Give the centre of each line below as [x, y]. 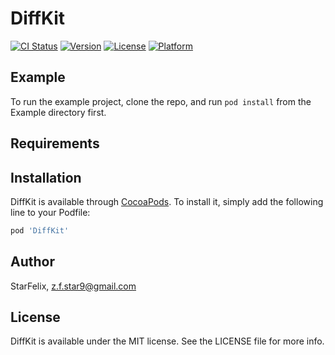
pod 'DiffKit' [40, 230]
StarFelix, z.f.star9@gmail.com [73, 286]
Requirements [55, 143]
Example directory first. [58, 112]
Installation [46, 177]
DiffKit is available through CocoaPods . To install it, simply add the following [167, 201]
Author [32, 262]
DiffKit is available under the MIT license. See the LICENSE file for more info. [167, 341]
